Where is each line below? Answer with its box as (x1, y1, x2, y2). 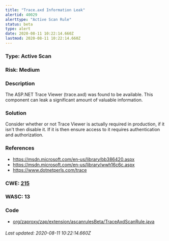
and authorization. (5, 132, 44, 138)
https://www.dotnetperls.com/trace (12, 167, 87, 173)
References (5, 144, 35, 152)
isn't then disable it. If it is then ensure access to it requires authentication (5, 127, 160, 133)
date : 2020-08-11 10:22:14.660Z (5, 31, 74, 36)
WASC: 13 (5, 193, 31, 200)
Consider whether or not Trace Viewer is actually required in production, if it (5, 121, 165, 127)
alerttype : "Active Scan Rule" (5, 17, 72, 22)
